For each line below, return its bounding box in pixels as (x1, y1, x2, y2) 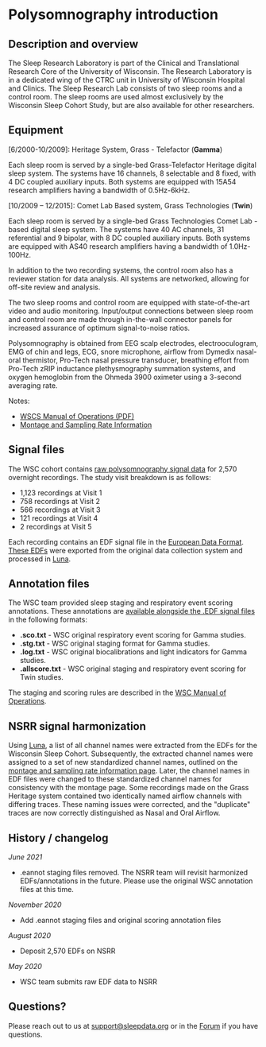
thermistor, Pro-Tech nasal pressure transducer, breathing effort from (22, 355, 249, 365)
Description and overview (8, 37, 139, 51)
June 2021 (8, 852, 43, 862)
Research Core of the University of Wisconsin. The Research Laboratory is (8, 67, 253, 76)
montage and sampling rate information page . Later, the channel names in (8, 766, 250, 776)
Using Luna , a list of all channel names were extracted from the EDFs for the (8, 741, 258, 750)
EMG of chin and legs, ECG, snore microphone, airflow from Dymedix (8, 347, 235, 356)
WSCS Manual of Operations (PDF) (19, 411, 135, 421)
